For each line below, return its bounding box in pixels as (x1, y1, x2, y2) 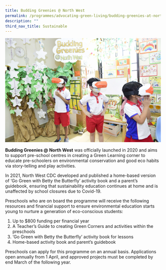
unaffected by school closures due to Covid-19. (5, 188, 102, 194)
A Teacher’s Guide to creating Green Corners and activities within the (12, 223, 154, 229)
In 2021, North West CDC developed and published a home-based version (5, 172, 156, 178)
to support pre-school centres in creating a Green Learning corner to (5, 152, 146, 158)
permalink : (5, 13, 28, 18)
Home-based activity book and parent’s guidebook (12, 239, 116, 245)
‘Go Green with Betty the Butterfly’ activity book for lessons (12, 233, 134, 240)
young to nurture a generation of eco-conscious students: (5, 208, 124, 214)
